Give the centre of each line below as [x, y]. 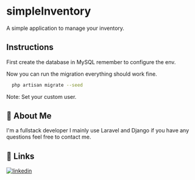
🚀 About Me [29, 116]
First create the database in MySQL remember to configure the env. [91, 62]
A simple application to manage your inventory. [66, 28]
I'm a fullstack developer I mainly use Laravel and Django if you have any [98, 131]
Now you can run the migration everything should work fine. [82, 74]
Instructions [30, 47]
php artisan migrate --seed [48, 85]
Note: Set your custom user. [41, 96]
